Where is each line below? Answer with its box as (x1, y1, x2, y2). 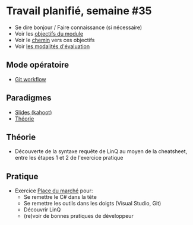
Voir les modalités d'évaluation (14, 43, 90, 50)
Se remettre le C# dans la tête (23, 194, 97, 201)
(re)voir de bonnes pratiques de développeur (23, 213, 134, 220)
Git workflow (14, 75, 46, 83)
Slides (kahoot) (14, 109, 52, 116)
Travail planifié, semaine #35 (6, 4, 152, 18)
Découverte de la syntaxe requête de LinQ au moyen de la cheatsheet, (14, 148, 188, 155)
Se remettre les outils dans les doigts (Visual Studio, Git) (23, 200, 162, 207)
